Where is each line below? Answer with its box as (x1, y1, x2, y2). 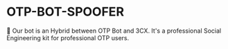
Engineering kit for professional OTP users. (6, 33, 130, 42)
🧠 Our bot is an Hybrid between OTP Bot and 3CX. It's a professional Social (6, 27, 222, 35)
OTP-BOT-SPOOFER (6, 4, 125, 20)
